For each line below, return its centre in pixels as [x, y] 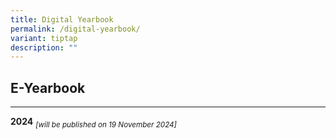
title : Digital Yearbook [62, 19]
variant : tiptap [44, 38]
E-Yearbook [48, 87]
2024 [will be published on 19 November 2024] [93, 123]
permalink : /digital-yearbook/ [75, 29]
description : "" [44, 47]
